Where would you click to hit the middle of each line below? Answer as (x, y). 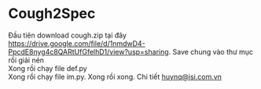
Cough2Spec (52, 14)
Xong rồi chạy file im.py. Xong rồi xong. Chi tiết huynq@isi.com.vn (115, 77)
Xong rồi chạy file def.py (48, 68)
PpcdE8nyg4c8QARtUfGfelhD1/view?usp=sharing (88, 52)
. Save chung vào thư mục (211, 52)
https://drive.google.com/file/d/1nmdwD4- (77, 43)
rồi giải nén (26, 60)
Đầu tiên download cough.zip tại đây (68, 35)
